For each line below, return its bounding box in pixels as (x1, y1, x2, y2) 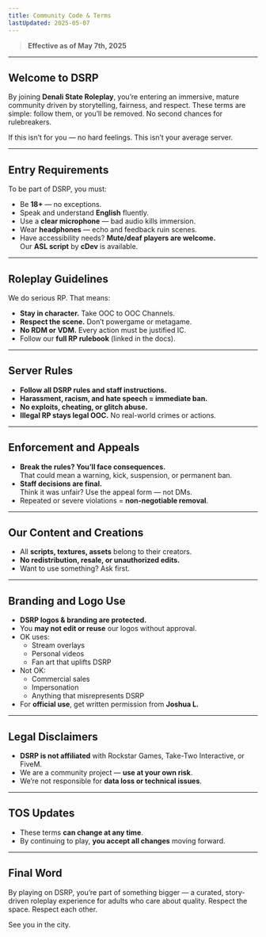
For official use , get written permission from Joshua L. (19, 699, 199, 709)
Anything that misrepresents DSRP (31, 691, 145, 701)
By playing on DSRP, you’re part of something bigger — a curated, (8, 887, 224, 897)
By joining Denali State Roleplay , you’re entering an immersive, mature (8, 92, 240, 101)
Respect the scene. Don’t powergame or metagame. (19, 316, 192, 326)
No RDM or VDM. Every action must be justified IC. (19, 325, 187, 335)
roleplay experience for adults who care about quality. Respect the (30, 896, 248, 905)
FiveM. (19, 759, 42, 769)
